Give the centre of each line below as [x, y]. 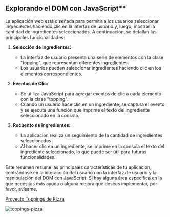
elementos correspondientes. [51, 74]
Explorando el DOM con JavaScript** [66, 8]
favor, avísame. [21, 189]
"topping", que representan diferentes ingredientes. [75, 62]
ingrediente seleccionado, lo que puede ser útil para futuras [83, 152]
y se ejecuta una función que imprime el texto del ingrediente [85, 110]
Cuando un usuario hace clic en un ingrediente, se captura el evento [92, 104]
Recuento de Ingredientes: [41, 125]
